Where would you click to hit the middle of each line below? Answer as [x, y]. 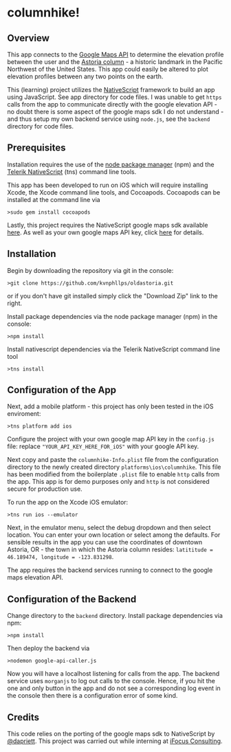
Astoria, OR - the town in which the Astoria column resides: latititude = [110, 550]
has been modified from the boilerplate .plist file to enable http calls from [113, 474]
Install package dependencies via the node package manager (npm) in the [112, 316]
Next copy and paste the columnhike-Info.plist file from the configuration [113, 460]
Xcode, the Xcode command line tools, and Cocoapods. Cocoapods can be [114, 192]
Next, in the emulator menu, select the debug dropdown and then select [109, 528]
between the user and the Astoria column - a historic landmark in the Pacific [115, 62]
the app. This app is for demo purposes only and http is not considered [108, 482]
